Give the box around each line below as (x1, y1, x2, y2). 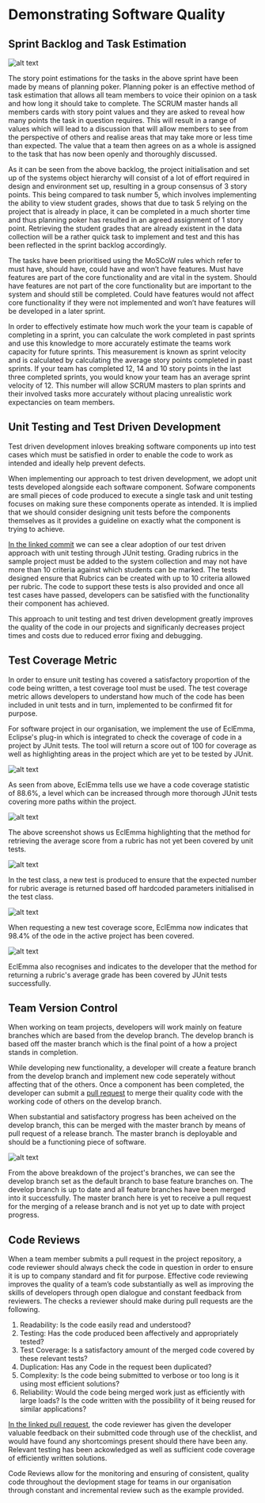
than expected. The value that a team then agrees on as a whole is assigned (8, 141, 256, 150)
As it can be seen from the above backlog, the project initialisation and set (8, 165, 250, 174)
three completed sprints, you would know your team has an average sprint (8, 373, 251, 381)
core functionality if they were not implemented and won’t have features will (8, 298, 256, 307)
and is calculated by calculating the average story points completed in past (8, 355, 253, 365)
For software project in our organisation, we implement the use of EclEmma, (8, 724, 256, 733)
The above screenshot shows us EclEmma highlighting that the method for (8, 827, 251, 837)
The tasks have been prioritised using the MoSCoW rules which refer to (8, 256, 241, 265)
